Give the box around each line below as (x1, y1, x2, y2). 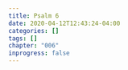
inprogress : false (8, 49, 70, 57)
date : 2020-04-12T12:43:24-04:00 (8, 19, 121, 27)
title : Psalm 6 (8, 11, 60, 20)
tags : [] (8, 34, 38, 43)
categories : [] (8, 27, 60, 35)
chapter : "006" (8, 42, 60, 50)
